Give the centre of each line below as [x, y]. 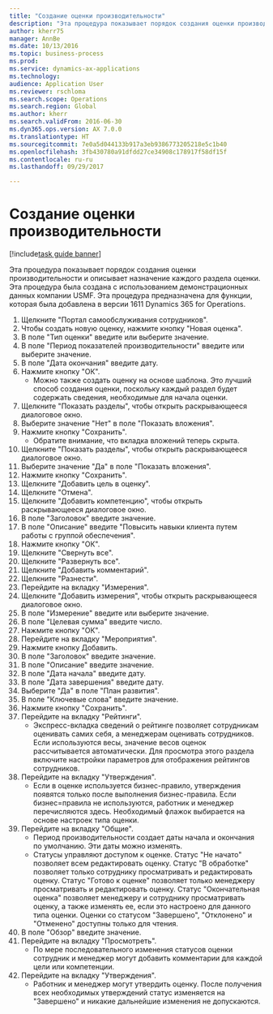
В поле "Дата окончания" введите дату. [90, 363]
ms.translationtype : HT [49, 136]
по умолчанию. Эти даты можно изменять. [108, 846]
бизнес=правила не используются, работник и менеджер [133, 803]
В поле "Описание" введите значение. [87, 665]
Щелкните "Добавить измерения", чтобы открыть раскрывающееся [139, 596]
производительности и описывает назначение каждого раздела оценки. [135, 278]
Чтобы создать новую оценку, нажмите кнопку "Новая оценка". [132, 329]
